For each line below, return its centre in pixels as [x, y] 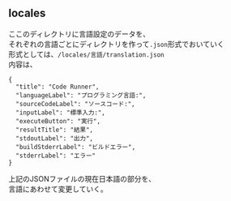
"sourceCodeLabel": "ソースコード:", [75, 104]
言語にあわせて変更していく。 [58, 189]
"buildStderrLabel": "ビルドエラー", [76, 147]
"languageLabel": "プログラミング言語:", [81, 95]
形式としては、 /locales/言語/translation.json [86, 54]
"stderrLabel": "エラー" [56, 156]
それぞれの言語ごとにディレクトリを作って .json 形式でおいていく [116, 44]
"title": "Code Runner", [58, 87]
